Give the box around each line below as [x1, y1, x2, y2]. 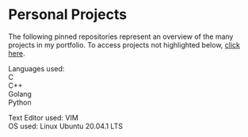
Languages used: [8, 63, 65, 73]
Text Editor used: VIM [8, 112, 79, 122]
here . [8, 48, 25, 58]
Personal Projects [8, 6, 128, 24]
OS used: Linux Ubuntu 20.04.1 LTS [8, 121, 123, 131]
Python [8, 97, 32, 107]
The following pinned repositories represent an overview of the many [8, 32, 234, 41]
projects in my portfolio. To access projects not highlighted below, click [8, 40, 240, 49]
